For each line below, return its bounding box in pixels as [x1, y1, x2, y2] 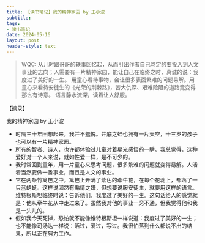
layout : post [6, 37, 40, 43]
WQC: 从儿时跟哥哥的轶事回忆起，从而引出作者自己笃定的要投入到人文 [21, 61, 199, 68]
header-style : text [6, 43, 56, 50]
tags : [6, 20, 20, 26]
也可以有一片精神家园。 [15, 138, 75, 145]
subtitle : [6, 15, 32, 21]
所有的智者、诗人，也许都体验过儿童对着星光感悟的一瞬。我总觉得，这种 [15, 145, 198, 153]
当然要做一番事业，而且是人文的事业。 [20, 168, 117, 176]
